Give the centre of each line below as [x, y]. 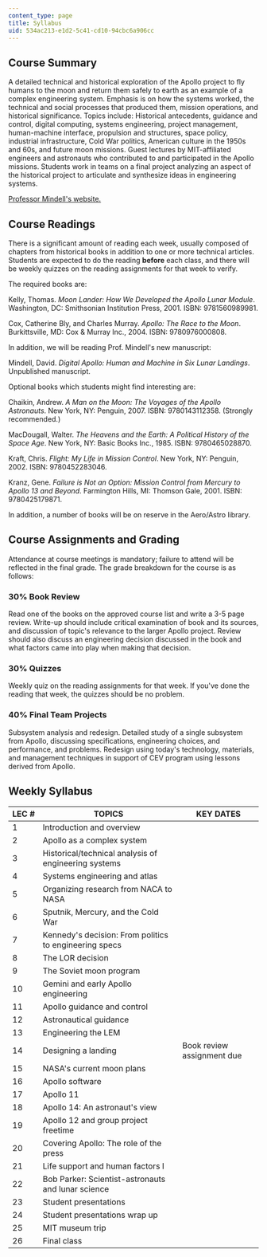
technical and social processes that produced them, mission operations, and [133, 108]
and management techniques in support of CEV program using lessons [124, 757]
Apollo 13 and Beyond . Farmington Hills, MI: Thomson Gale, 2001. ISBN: [125, 491]
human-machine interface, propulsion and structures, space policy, [118, 133]
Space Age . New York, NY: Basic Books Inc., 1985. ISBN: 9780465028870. [130, 443]
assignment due [212, 1055]
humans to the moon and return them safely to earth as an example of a [126, 90]
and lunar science [76, 1188]
